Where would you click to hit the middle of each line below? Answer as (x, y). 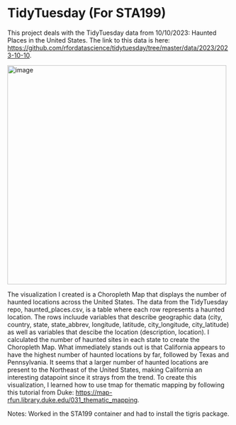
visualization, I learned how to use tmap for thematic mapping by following (116, 385)
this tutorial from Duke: (41, 392)
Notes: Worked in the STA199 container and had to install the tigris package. (118, 414)
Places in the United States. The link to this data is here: (89, 40)
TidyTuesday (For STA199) (87, 13)
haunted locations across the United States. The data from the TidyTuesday (118, 302)
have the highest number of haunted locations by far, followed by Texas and (118, 354)
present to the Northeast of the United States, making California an (105, 370)
